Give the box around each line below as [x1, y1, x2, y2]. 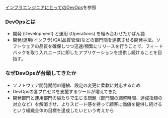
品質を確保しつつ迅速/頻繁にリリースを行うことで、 [39, 43, 146, 49]
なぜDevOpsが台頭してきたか [5, 70, 76, 77]
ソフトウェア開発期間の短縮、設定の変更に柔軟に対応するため [12, 82, 141, 88]
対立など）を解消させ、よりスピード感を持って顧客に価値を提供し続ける [12, 101, 162, 107]
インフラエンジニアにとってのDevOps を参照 [5, 5, 97, 10]
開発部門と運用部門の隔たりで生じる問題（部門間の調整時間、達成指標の [12, 95, 162, 101]
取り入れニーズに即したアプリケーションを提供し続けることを [30, 49, 158, 55]
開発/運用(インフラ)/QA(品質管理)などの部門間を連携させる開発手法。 [12, 37, 156, 43]
